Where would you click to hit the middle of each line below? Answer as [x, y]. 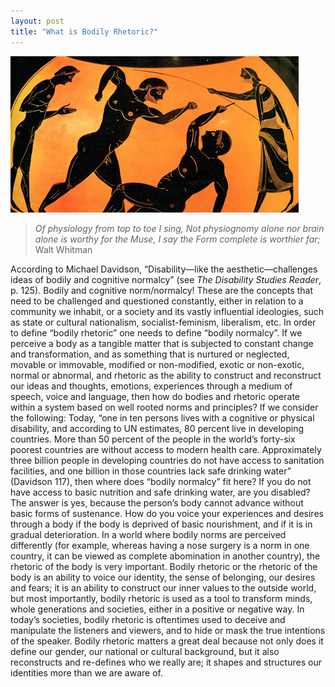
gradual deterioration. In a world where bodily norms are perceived [148, 534]
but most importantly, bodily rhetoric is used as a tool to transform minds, [161, 598]
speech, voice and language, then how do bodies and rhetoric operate [155, 396]
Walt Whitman [63, 249]
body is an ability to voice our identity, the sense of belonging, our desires [163, 577]
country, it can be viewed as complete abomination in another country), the [165, 556]
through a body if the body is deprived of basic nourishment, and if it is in [161, 524]
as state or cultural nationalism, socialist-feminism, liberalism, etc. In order [163, 322]
